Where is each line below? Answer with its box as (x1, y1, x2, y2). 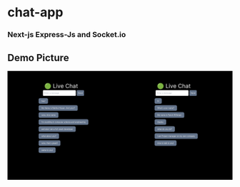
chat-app (7, 4, 64, 21)
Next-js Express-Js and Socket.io (7, 30, 126, 40)
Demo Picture (7, 51, 69, 64)
